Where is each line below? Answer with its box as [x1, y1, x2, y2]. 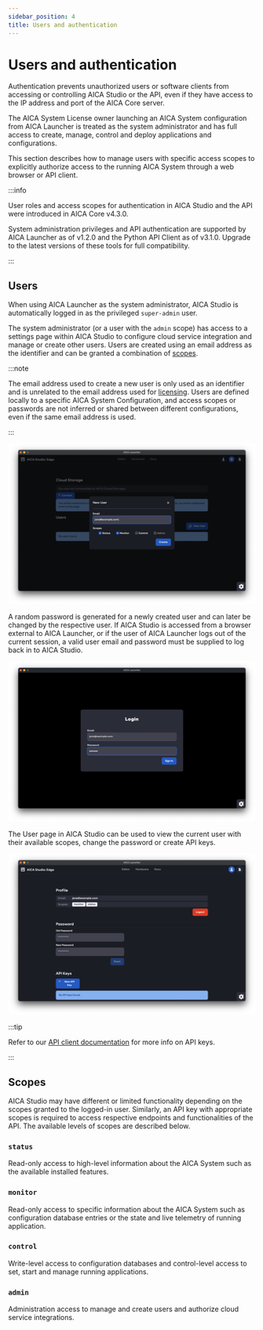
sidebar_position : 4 [8, 13, 76, 20]
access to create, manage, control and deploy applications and [8, 130, 212, 140]
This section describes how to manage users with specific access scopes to [8, 154, 255, 163]
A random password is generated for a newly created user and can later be [8, 612, 251, 622]
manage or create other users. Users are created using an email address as [8, 340, 253, 349]
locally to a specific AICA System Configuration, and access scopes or [8, 396, 237, 405]
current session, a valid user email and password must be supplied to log [8, 637, 245, 647]
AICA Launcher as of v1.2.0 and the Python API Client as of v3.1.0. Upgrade [8, 232, 251, 243]
